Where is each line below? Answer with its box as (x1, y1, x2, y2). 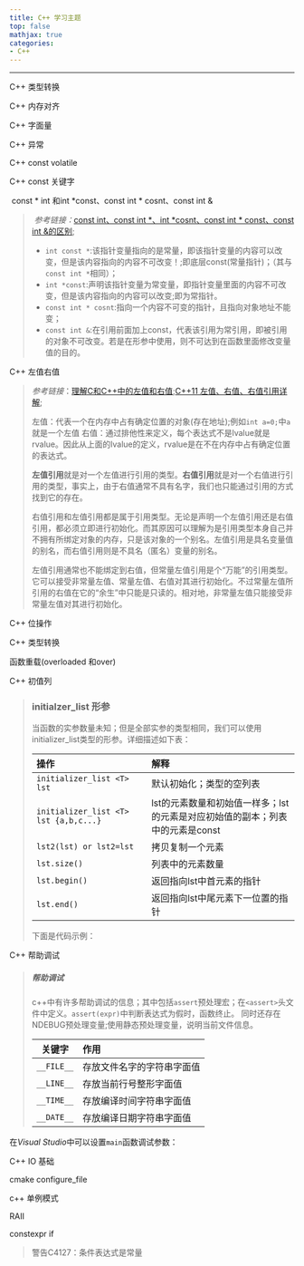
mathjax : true (9, 30, 63, 39)
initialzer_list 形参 (31, 701, 110, 713)
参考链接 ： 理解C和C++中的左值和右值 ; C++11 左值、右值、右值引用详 (31, 386, 288, 397)
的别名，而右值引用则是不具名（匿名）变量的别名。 (31, 546, 223, 556)
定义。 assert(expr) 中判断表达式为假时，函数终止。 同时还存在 (47, 1008, 281, 1020)
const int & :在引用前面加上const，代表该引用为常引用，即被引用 (44, 324, 288, 335)
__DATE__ (35, 1112, 74, 1123)
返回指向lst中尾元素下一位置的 (150, 892, 280, 904)
